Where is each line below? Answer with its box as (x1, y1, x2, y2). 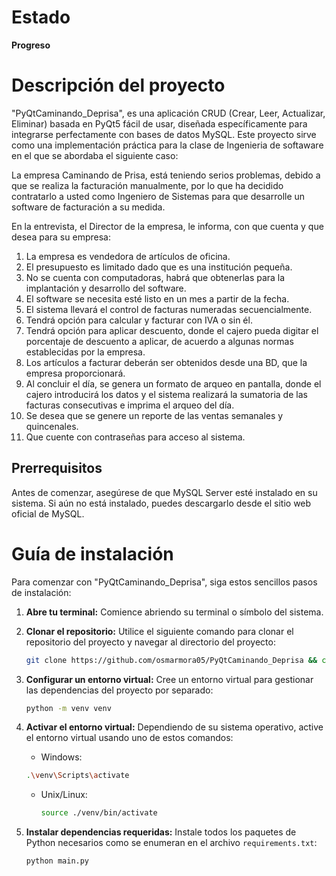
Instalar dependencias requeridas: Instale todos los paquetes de (25, 826, 297, 838)
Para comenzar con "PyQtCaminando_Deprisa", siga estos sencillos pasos (11, 576, 318, 588)
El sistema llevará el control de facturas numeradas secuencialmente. (25, 303, 313, 315)
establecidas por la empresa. (25, 346, 146, 358)
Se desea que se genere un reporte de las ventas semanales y (25, 409, 284, 421)
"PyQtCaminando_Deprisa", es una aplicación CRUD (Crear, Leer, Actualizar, (11, 107, 326, 119)
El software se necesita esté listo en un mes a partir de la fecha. (25, 292, 290, 305)
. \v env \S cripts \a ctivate (25, 771, 130, 781)
